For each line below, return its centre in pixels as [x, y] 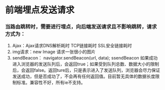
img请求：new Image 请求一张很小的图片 [54, 52]
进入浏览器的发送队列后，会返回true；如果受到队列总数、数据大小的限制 [86, 64]
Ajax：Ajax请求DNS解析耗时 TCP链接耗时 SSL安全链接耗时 [72, 46]
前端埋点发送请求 [40, 10]
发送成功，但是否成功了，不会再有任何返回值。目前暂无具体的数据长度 [84, 76]
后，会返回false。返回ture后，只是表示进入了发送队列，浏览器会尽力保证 [86, 70]
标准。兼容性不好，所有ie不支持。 [51, 83]
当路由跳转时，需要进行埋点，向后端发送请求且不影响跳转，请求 [81, 27]
